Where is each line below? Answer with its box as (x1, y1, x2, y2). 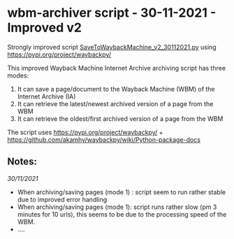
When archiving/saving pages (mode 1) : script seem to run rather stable (17, 187, 226, 196)
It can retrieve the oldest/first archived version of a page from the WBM (17, 114, 224, 123)
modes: (7, 71, 29, 80)
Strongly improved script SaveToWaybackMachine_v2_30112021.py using (7, 43, 217, 51)
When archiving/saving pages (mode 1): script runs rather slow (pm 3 (17, 203, 217, 211)
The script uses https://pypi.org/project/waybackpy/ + (7, 128, 163, 136)
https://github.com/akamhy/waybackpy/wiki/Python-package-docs (7, 135, 201, 144)
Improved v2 (7, 20, 82, 36)
